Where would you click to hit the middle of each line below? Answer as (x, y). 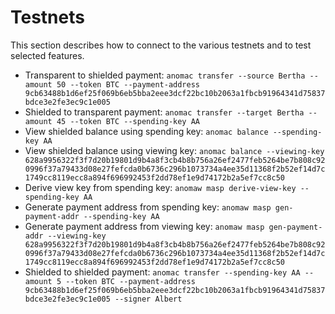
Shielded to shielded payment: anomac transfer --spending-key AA (162, 272)
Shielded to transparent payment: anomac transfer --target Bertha (164, 112)
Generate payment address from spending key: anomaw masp (148, 207)
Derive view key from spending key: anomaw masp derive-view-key (160, 187)
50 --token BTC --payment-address (128, 84)
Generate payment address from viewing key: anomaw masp (144, 226)
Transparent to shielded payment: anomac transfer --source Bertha (165, 75)
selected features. (47, 55)
